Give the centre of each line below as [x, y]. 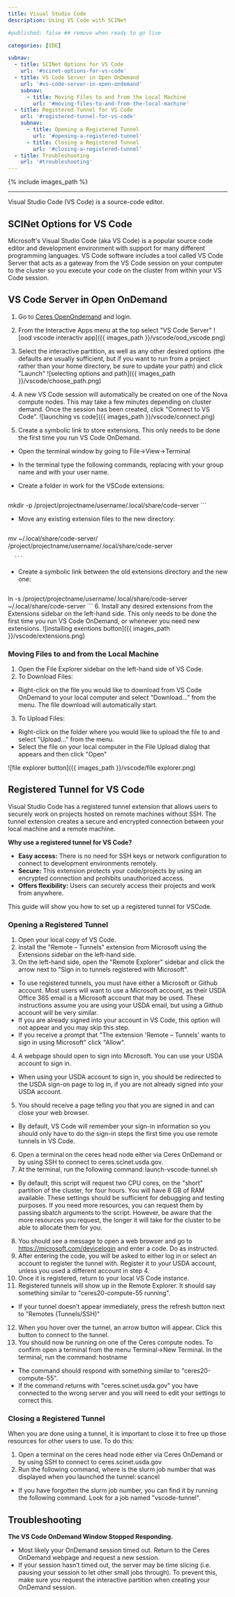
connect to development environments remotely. [88, 863]
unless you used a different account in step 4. [84, 1271]
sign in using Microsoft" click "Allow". [72, 1042]
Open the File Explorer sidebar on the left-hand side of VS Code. [111, 669]
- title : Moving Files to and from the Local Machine [106, 97]
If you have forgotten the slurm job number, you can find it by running [118, 1490]
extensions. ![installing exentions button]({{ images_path [89, 628]
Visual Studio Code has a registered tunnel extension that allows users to [113, 806]
